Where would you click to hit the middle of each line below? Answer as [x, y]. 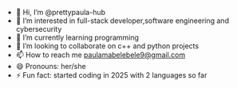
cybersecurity [39, 29]
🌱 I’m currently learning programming [77, 37]
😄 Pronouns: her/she [51, 66]
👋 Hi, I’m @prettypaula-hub [61, 12]
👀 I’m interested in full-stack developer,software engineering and [122, 21]
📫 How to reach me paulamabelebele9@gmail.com [101, 55]
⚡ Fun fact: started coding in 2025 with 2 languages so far [111, 75]
